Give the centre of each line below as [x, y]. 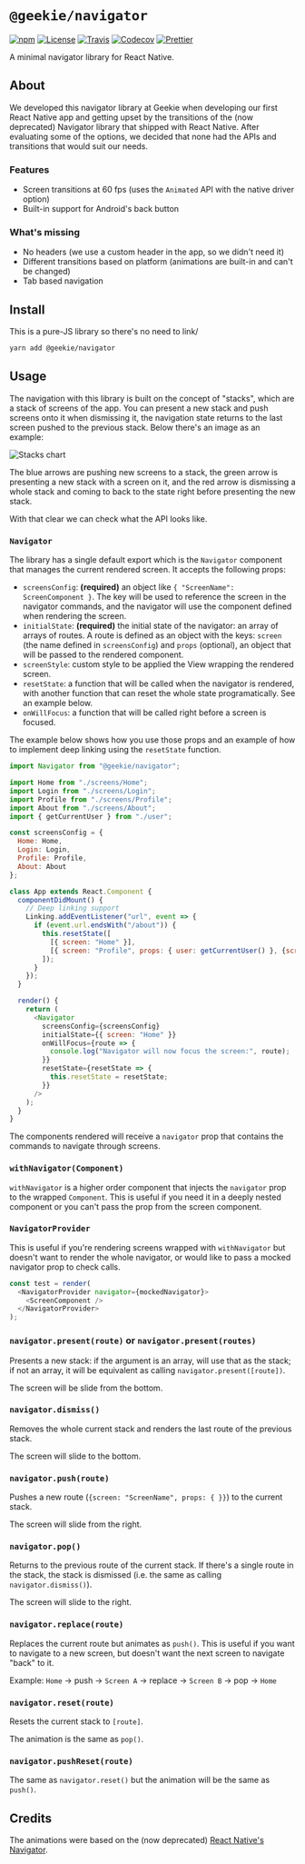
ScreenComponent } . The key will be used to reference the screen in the [154, 597]
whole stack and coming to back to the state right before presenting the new [152, 491]
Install [27, 309]
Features [30, 169]
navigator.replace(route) [67, 1625]
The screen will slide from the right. [76, 1524]
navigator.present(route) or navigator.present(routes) [133, 1341]
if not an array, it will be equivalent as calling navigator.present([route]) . [148, 1370]
